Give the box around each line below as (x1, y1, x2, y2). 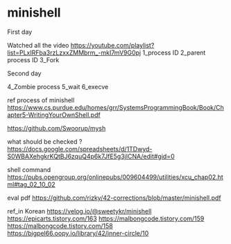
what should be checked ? (7, 137, 83, 146)
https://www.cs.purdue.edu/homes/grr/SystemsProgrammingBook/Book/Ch (7, 103, 224, 111)
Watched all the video (7, 41, 69, 49)
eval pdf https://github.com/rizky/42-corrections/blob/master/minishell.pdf (7, 194, 221, 202)
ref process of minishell (7, 95, 75, 104)
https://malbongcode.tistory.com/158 (7, 221, 113, 229)
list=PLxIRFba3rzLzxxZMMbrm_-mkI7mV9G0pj (7, 48, 141, 57)
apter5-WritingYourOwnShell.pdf (7, 111, 101, 119)
